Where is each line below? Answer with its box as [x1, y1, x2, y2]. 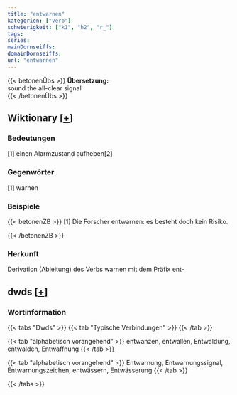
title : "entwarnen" [7, 10, 65, 18]
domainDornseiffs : [7, 51, 62, 58]
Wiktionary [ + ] [7, 112, 73, 125]
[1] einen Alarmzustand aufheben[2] [7, 149, 113, 158]
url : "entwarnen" [7, 57, 59, 64]
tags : [7, 30, 23, 38]
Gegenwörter [7, 167, 55, 177]
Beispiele [7, 201, 40, 211]
